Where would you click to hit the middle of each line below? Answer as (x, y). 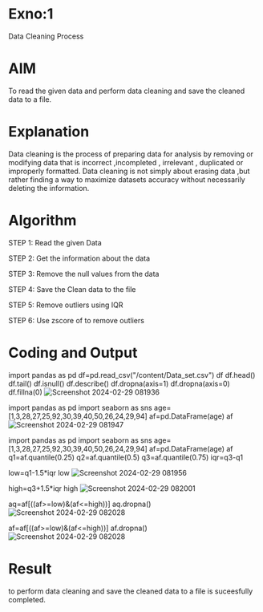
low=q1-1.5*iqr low (39, 472)
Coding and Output (73, 353)
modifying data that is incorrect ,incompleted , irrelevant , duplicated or (126, 162)
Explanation (49, 132)
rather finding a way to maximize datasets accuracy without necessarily (127, 179)
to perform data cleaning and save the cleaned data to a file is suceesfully (131, 591)
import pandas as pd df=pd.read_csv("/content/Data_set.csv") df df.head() (132, 375)
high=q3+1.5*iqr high (43, 488)
